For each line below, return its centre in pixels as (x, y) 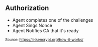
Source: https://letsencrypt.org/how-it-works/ (44, 40)
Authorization (27, 8)
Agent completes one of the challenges (53, 20)
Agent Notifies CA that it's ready (45, 30)
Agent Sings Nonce (32, 25)
